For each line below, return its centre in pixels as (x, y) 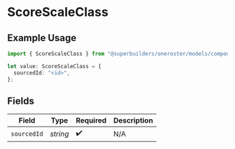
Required (91, 120)
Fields (21, 101)
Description (133, 120)
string (59, 134)
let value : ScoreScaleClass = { (54, 66)
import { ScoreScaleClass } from (56, 54)
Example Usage (42, 38)
